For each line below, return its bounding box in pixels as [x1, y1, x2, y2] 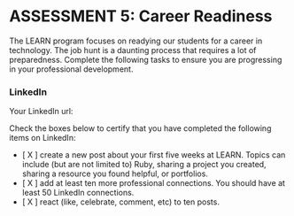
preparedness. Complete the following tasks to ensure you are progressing [9, 54, 282, 65]
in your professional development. [9, 64, 134, 74]
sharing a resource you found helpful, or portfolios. [21, 168, 208, 179]
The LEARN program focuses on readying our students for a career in [9, 35, 263, 46]
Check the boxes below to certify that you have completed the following [9, 123, 272, 134]
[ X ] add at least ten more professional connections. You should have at [21, 178, 286, 189]
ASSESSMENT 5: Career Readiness [9, 6, 273, 27]
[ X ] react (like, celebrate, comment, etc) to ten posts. [21, 197, 220, 207]
